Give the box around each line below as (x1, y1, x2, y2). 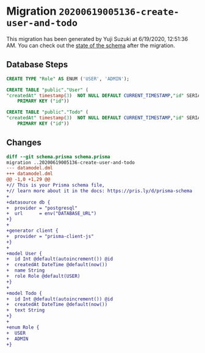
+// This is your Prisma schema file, (6, 182, 105, 188)
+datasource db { (6, 199, 51, 206)
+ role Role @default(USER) (6, 273, 81, 280)
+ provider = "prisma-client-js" (6, 233, 95, 239)
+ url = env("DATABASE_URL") (6, 210, 97, 217)
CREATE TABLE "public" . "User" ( (6, 87, 88, 93)
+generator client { (6, 228, 59, 234)
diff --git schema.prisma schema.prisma (6, 154, 111, 160)
